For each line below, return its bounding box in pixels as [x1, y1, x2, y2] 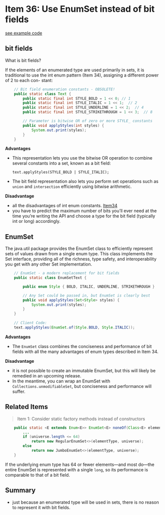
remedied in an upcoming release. [12, 373, 82, 379]
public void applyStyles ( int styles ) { [23, 123, 105, 128]
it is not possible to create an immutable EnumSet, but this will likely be [12, 367, 156, 374]
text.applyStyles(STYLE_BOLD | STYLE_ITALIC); [12, 170, 110, 175]
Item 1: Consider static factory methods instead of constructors [17, 416, 145, 422]
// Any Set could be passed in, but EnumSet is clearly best [23, 293, 151, 298]
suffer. [12, 388, 26, 394]
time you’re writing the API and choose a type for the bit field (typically [12, 213, 156, 219]
